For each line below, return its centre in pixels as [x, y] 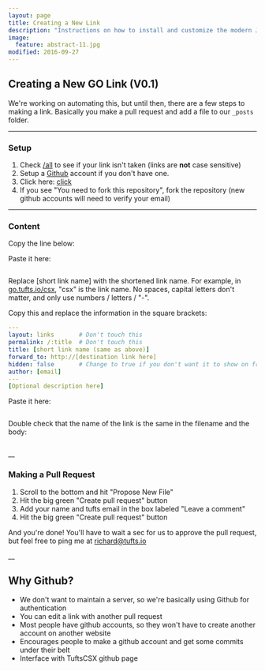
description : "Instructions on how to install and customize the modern [130, 30]
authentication [43, 608]
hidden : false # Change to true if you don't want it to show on [128, 364]
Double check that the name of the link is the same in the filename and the [129, 424]
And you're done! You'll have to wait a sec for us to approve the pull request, [132, 532]
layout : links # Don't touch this [76, 335]
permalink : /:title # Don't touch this [76, 343]
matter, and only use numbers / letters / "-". [79, 298]
